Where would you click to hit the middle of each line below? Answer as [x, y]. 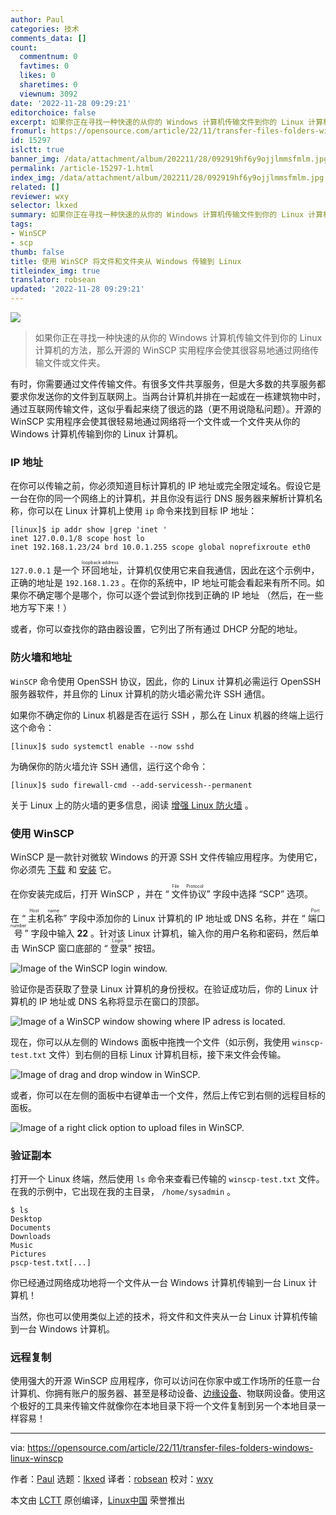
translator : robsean [53, 280]
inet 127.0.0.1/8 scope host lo [77, 539]
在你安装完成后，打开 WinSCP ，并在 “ [90, 893]
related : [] [35, 187]
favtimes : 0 [44, 66]
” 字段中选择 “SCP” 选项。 [259, 893]
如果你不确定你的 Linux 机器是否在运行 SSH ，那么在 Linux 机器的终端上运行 [167, 715]
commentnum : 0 [48, 57]
